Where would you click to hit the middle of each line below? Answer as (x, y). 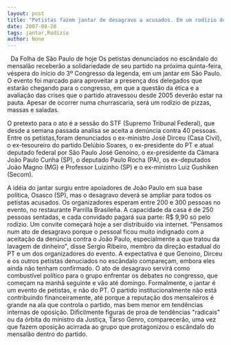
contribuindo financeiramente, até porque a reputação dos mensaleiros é (111, 297)
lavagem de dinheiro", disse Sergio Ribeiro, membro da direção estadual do (114, 247)
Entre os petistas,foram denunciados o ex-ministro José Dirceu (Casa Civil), (114, 138)
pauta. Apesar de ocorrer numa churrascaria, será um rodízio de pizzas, (109, 103)
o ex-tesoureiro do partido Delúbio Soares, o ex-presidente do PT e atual (110, 145)
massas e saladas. (33, 110)
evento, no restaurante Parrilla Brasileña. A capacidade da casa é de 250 (110, 210)
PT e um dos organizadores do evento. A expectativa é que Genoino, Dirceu (115, 254)
